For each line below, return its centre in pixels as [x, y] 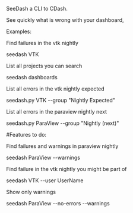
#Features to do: [26, 135]
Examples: [19, 31]
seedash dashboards [32, 77]
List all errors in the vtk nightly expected [56, 89]
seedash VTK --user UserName [45, 180]
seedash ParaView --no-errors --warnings [58, 203]
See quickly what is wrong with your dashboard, [65, 20]
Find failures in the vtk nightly [42, 43]
